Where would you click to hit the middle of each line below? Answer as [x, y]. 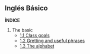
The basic [22, 30]
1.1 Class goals [35, 35]
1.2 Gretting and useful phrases [52, 40]
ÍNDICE [12, 20]
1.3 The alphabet [37, 46]
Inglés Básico [26, 8]
